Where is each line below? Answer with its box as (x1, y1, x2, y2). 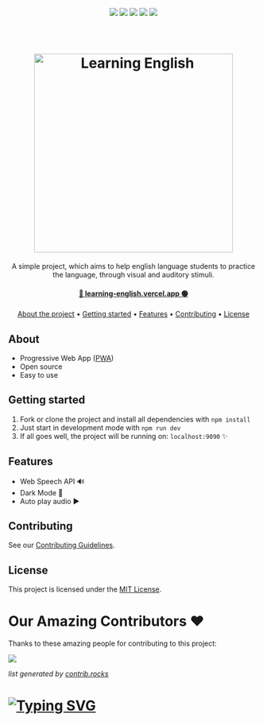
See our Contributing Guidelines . (8, 541, 115, 550)
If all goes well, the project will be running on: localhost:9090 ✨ (19, 431, 228, 441)
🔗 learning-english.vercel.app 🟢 (78, 289, 189, 298)
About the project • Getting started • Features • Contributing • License (17, 309, 250, 319)
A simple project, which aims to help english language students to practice (11, 261, 256, 270)
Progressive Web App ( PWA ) (19, 353, 114, 363)
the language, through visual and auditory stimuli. (52, 270, 215, 279)
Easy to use (19, 370, 58, 379)
